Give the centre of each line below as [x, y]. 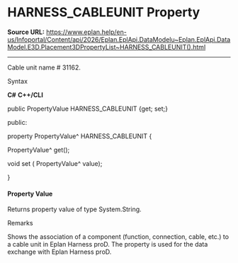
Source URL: [26, 32]
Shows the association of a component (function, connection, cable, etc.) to [118, 237]
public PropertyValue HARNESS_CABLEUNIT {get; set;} [88, 108]
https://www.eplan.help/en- [86, 32]
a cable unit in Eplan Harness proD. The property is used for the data [108, 245]
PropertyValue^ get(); [39, 150]
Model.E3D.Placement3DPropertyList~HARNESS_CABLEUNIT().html [107, 47]
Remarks [20, 223]
